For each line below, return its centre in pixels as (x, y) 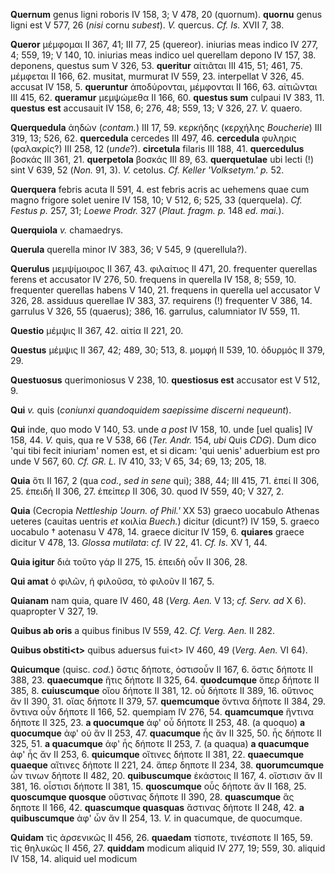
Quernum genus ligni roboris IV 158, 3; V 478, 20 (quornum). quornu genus (166, 14)
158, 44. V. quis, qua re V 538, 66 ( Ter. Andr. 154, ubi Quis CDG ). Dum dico (163, 440)
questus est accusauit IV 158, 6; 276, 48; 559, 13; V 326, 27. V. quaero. (156, 108)
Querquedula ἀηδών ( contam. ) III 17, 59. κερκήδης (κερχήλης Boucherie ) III (166, 127)
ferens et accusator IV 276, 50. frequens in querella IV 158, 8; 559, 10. (153, 279)
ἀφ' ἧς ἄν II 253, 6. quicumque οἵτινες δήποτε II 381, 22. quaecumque (157, 754)
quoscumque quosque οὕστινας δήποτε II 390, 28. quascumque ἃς (152, 797)
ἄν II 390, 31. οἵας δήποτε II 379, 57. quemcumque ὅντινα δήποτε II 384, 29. (168, 701)
